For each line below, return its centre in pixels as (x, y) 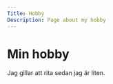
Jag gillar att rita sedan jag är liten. (56, 73)
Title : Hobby (26, 13)
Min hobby (38, 54)
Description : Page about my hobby (57, 20)
